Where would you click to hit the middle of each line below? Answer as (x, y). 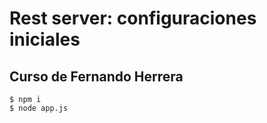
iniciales (45, 39)
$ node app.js (39, 108)
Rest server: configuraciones (133, 18)
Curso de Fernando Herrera (96, 76)
